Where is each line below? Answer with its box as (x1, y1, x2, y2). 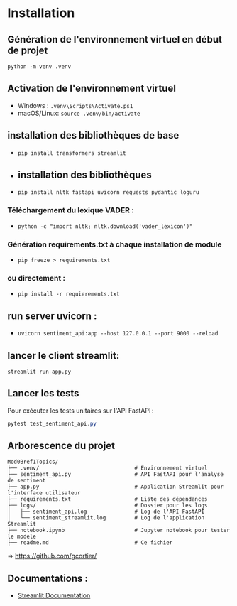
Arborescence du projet (7, 440, 116, 452)
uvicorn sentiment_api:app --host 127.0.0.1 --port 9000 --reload (17, 330, 219, 337)
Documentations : (7, 572, 89, 584)
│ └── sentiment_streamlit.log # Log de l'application (7, 514, 204, 521)
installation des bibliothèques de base (7, 129, 180, 141)
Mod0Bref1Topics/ (7, 458, 59, 466)
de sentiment (7, 477, 46, 485)
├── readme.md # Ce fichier (7, 539, 173, 546)
